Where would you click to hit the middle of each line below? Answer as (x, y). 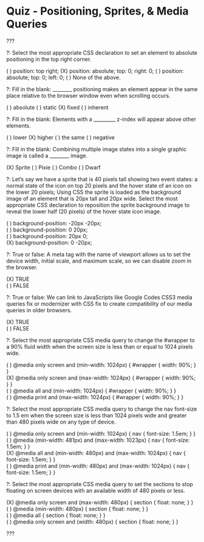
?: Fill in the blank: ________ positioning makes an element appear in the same (102, 89)
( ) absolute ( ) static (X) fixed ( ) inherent (57, 107)
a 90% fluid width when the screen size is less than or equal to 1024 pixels (100, 346)
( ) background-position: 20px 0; (47, 236)
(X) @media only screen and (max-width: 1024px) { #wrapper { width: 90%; (101, 377)
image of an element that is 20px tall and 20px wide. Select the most (92, 198)
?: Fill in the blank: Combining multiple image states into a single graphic (97, 149)
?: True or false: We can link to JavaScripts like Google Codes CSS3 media (99, 297)
